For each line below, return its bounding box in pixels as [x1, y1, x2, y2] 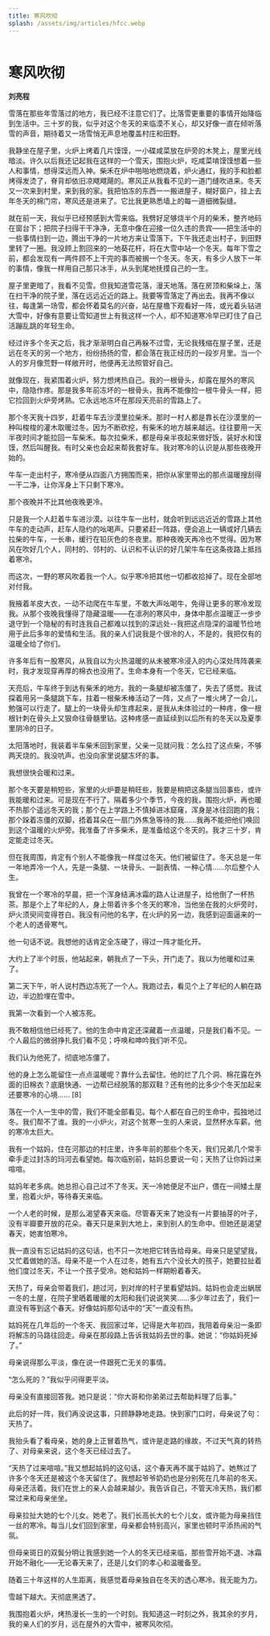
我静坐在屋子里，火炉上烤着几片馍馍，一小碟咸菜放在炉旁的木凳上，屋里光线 [8, 146, 262, 155]
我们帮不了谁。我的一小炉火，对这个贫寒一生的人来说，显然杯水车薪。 [22, 1117, 255, 1127]
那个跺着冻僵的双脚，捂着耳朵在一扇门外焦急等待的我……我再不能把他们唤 [8, 815, 253, 825]
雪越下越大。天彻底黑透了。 [8, 1592, 100, 1602]
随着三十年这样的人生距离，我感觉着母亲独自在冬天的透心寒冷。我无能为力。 [8, 1575, 262, 1584]
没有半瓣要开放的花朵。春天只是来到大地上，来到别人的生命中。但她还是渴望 [8, 1219, 262, 1229]
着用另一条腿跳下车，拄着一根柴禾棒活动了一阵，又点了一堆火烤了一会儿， [14, 693, 262, 703]
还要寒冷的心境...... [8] [8, 1090, 82, 1100]
